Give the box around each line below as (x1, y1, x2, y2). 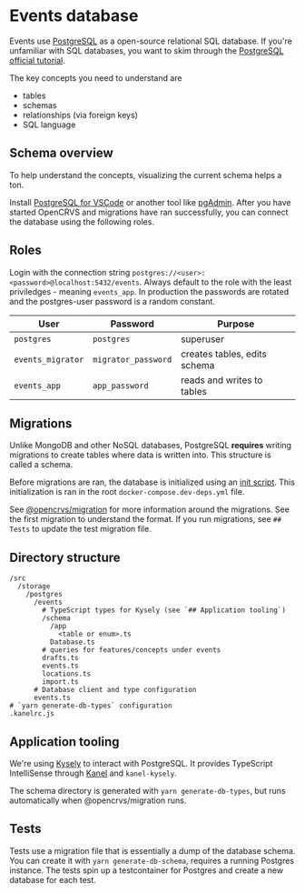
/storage (17, 582, 51, 591)
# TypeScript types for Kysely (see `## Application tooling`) (42, 606, 286, 615)
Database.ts (49, 637, 95, 647)
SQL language (22, 119, 76, 130)
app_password (92, 380, 149, 391)
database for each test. (9, 874, 97, 885)
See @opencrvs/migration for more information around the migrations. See (9, 504, 290, 515)
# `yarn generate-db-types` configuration (9, 701, 172, 710)
